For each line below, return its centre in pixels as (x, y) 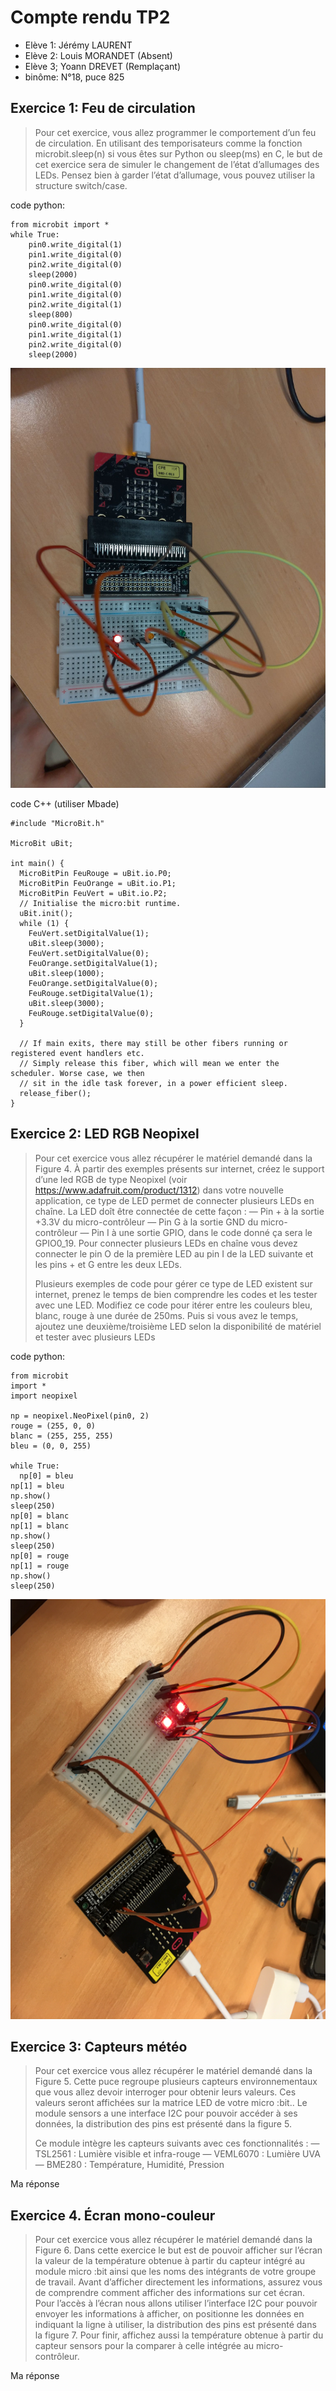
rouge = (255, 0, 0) (53, 1426)
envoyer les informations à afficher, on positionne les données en (169, 2314)
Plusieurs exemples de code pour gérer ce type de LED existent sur (173, 1283)
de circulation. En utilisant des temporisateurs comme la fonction (168, 143)
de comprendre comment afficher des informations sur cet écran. (170, 2293)
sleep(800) (51, 314)
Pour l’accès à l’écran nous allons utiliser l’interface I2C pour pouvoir (176, 2303)
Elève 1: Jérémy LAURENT (78, 45)
